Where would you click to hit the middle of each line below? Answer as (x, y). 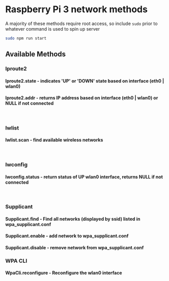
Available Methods (36, 54)
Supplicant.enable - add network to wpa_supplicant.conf (67, 236)
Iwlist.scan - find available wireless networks (54, 140)
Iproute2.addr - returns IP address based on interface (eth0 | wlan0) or (82, 98)
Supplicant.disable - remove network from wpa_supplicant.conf (75, 247)
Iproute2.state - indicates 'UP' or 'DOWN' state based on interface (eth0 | (85, 81)
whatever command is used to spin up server (53, 29)
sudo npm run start (26, 38)
